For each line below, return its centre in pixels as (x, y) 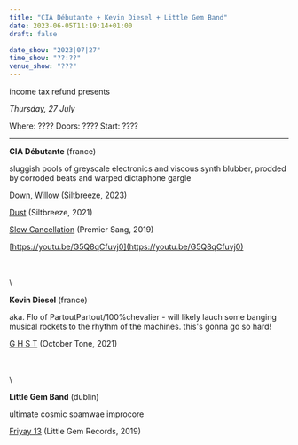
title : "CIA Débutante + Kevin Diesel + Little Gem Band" (118, 17)
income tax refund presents (60, 91)
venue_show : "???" (43, 66)
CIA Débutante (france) (53, 151)
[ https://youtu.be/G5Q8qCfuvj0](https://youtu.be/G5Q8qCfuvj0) (126, 246)
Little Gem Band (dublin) (54, 397)
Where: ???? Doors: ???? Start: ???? (74, 126)
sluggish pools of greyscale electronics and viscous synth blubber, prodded (148, 168)
